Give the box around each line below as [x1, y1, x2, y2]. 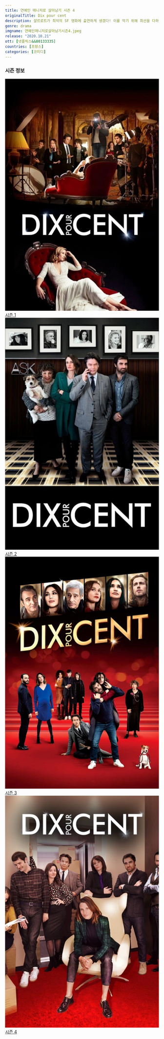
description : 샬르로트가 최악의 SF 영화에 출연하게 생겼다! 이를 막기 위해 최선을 [5, 18, 150, 23]
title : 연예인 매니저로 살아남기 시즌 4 [5, 8, 75, 13]
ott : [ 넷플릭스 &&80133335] [5, 39, 56, 44]
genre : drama [5, 24, 32, 28]
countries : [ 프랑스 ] [5, 44, 44, 49]
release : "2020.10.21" [5, 34, 51, 39]
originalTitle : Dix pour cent [5, 13, 67, 18]
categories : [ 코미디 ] [5, 49, 46, 54]
